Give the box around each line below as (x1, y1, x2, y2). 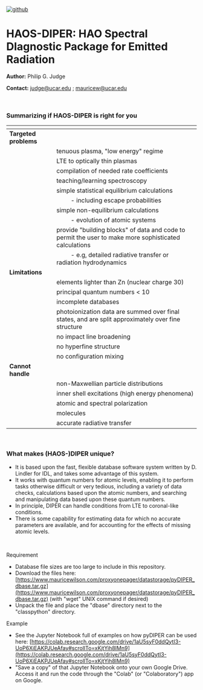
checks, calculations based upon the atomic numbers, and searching (14, 489, 187, 496)
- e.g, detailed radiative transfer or (70, 251, 169, 259)
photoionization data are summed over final (56, 308, 180, 316)
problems (9, 137, 37, 145)
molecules (56, 409, 86, 417)
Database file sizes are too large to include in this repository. (14, 563, 166, 570)
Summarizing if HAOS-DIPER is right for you (6, 111, 138, 119)
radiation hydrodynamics (56, 258, 127, 267)
